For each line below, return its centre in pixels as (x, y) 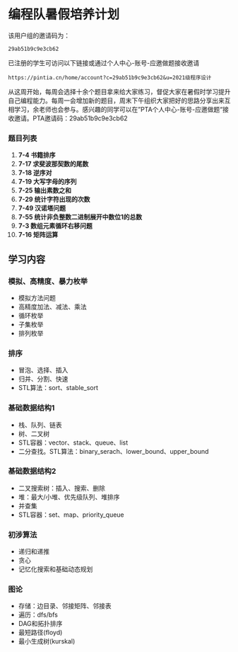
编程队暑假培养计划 (64, 15)
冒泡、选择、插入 (43, 370)
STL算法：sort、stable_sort (58, 388)
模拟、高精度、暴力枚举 (48, 281)
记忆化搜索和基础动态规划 (55, 569)
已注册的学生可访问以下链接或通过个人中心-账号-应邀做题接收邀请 (104, 63)
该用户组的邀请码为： (39, 35)
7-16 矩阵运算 (38, 235)
